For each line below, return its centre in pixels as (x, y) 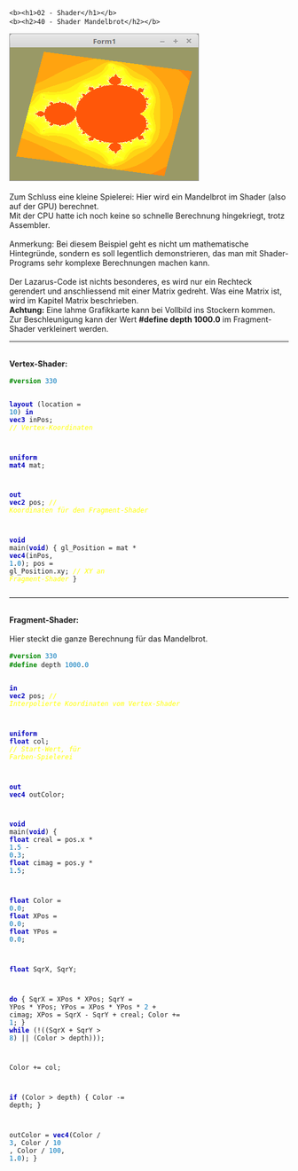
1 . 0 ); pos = (31, 564)
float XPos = (33, 916)
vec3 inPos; (31, 420)
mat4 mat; (27, 465)
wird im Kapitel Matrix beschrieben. (74, 300)
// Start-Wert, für (45, 749)
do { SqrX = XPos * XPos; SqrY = (71, 999)
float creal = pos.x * (51, 840)
